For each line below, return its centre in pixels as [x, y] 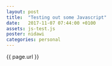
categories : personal [34, 40]
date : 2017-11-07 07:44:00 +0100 [51, 23]
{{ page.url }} [23, 57]
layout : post [23, 12]
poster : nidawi [25, 34]
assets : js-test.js [31, 28]
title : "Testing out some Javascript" [57, 17]
